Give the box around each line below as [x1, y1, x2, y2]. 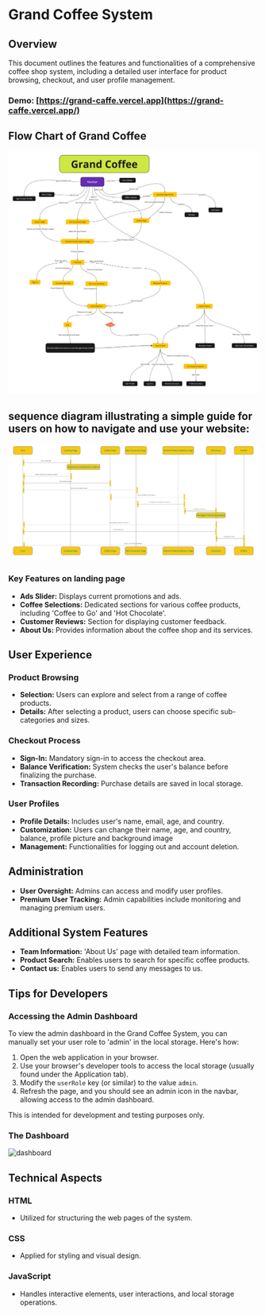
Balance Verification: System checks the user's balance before [19, 762, 229, 771]
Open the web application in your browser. [19, 1053, 159, 1062]
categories [19, 716, 56, 725]
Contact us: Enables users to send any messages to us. [19, 964, 203, 973]
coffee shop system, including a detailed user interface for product [8, 67, 228, 76]
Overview [8, 37, 58, 51]
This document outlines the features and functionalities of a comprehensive [8, 58, 255, 68]
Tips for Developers [8, 987, 109, 1000]
